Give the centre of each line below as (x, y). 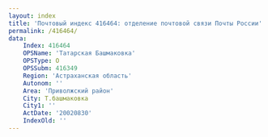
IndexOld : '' (45, 121)
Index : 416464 (47, 46)
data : (17, 38)
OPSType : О (41, 61)
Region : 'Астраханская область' (77, 76)
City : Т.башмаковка (56, 98)
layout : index (32, 16)
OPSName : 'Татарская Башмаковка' (79, 53)
